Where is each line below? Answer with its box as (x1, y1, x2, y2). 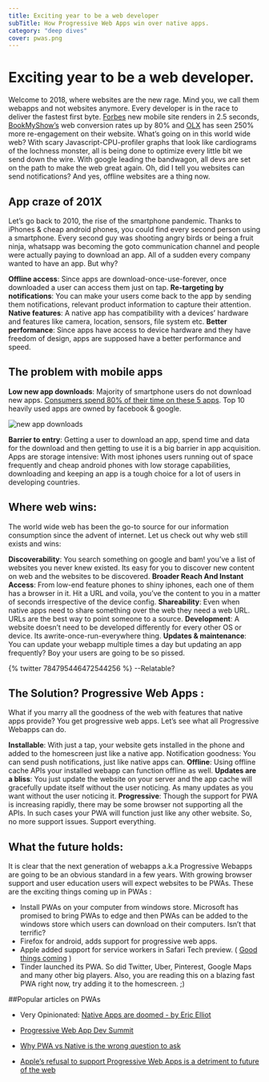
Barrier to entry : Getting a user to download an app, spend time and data (8, 434, 250, 444)
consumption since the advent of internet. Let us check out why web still (8, 530, 248, 540)
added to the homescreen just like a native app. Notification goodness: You (8, 749, 256, 758)
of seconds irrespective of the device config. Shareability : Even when (8, 597, 240, 606)
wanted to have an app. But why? (8, 259, 118, 268)
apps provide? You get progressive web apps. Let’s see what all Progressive (8, 716, 259, 726)
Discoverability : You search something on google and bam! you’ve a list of (8, 554, 256, 564)
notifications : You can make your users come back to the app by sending (8, 292, 252, 300)
